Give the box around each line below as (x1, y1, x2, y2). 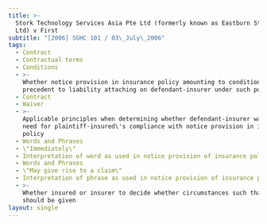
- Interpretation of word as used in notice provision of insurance (15, 152, 247, 160)
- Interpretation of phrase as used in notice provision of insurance (15, 174, 254, 183)
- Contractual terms (15, 56, 83, 64)
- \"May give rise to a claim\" (15, 167, 123, 175)
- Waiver (15, 100, 44, 108)
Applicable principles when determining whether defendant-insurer (22, 115, 250, 123)
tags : (8, 41, 26, 49)
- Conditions (15, 64, 59, 71)
